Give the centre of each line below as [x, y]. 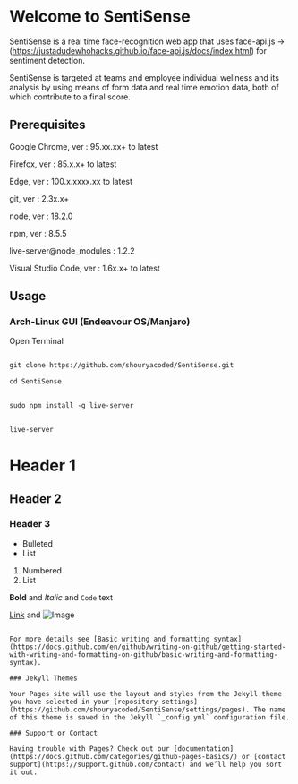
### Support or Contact [54, 733]
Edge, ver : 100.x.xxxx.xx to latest [71, 181]
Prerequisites [47, 125]
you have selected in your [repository [84, 702]
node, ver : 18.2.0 [41, 216]
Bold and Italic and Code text [61, 597]
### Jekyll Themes [43, 678]
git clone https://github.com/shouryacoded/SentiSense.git [122, 366]
